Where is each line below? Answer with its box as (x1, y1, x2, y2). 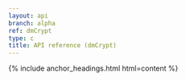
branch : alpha (8, 19, 56, 27)
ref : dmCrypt (8, 26, 52, 34)
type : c (8, 34, 35, 43)
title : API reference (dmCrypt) (8, 42, 117, 50)
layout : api (8, 11, 48, 20)
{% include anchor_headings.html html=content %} (8, 63, 179, 73)
